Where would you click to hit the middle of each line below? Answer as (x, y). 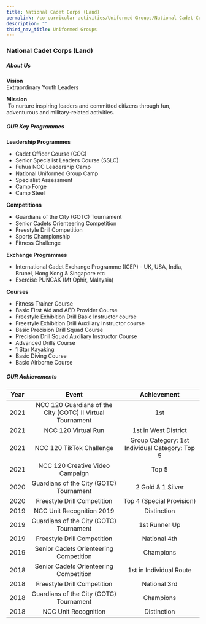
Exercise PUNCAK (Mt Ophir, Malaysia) (64, 280)
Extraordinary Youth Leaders (43, 87)
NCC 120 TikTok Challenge (74, 448)
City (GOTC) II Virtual (74, 413)
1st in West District (159, 430)
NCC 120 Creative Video (74, 466)
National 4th (160, 539)
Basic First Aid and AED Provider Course (66, 310)
